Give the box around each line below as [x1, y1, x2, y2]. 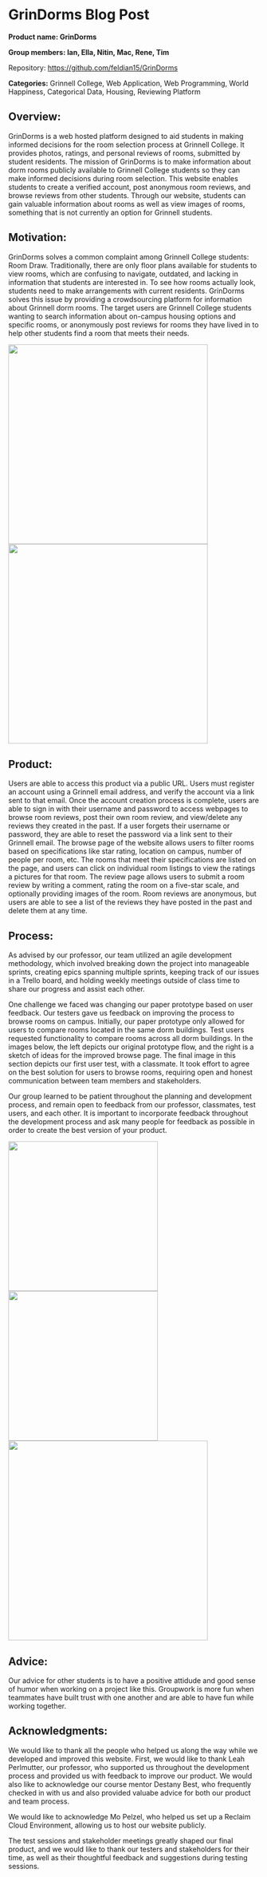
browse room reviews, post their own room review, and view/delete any [8, 813, 243, 822]
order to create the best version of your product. [8, 1126, 167, 1135]
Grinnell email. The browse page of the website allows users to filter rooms [8, 838, 255, 848]
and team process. [8, 1796, 70, 1806]
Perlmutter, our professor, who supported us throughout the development [8, 1762, 249, 1772]
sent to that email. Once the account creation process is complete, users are [8, 796, 259, 806]
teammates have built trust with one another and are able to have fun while [8, 1693, 254, 1702]
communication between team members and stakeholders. [8, 1076, 202, 1086]
